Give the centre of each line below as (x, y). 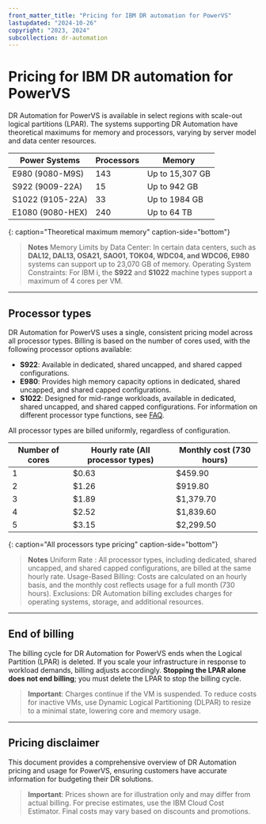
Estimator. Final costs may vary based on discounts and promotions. (139, 811)
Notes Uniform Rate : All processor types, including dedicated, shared (142, 560)
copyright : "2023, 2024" (49, 30)
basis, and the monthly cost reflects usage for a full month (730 (131, 585)
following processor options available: (70, 349)
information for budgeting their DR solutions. (81, 779)
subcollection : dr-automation (58, 38)
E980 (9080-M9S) (48, 174)
